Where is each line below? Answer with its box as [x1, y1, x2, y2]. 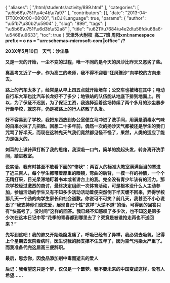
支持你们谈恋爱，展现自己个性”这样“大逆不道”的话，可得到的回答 [21, 202, 157, 208]
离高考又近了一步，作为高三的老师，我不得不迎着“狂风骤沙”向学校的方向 [5, 70, 157, 76]
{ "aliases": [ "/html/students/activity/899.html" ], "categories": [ [5, 5, 139, 10]
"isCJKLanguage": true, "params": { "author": [51, 15, 146, 21]
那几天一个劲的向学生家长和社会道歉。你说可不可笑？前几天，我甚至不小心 [5, 196, 160, 201]
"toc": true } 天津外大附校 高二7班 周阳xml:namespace [39, 32, 155, 38]
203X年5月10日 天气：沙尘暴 [5, 48, 69, 54]
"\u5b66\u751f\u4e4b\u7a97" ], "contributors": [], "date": [5, 10, 124, 16]
